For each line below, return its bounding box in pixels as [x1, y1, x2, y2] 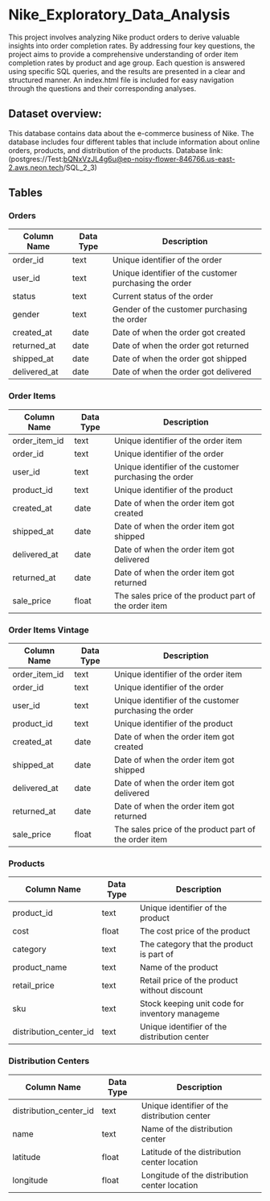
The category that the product [139, 938, 254, 950]
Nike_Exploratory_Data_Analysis [8, 6, 231, 24]
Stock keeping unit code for [139, 998, 244, 1009]
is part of [139, 949, 174, 960]
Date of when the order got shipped [112, 353, 247, 364]
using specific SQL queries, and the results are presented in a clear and [8, 66, 246, 76]
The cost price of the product [139, 926, 251, 937]
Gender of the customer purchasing [112, 304, 247, 315]
